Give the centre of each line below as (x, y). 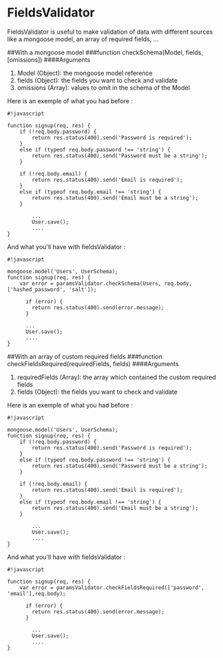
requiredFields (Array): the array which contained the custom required (117, 377)
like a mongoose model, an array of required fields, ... (83, 39)
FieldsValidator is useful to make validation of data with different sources (110, 32)
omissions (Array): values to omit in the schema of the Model (104, 87)
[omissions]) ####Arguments (49, 59)
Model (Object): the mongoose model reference (85, 73)
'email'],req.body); (37, 593)
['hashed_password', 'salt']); (52, 289)
